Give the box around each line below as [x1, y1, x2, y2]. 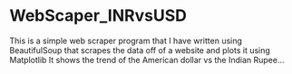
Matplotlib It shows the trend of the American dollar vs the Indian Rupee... [9, 54, 285, 65]
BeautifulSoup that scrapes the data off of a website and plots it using [9, 44, 270, 55]
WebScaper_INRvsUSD [9, 5, 188, 26]
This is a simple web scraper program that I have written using [9, 35, 243, 46]
